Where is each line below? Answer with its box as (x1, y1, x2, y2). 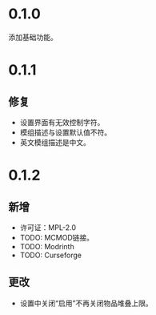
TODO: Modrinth (19, 241, 74, 251)
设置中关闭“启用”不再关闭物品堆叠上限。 (19, 298, 154, 308)
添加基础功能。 (8, 32, 58, 42)
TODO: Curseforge (19, 250, 82, 260)
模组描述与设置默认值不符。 (19, 127, 112, 137)
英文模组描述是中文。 (19, 137, 90, 147)
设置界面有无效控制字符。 (19, 117, 105, 127)
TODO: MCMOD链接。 (19, 232, 94, 242)
